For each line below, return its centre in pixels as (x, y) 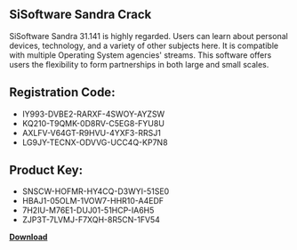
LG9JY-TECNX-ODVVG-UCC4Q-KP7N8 (95, 142)
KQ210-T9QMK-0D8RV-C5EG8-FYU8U (93, 123)
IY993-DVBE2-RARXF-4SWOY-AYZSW (93, 114)
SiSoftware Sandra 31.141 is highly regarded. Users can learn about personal (149, 36)
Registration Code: (62, 93)
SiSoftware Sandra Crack (80, 15)
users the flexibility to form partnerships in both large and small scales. (139, 64)
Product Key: (46, 170)
